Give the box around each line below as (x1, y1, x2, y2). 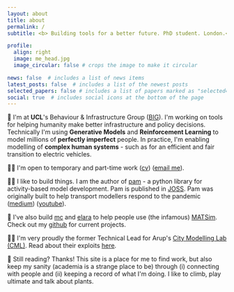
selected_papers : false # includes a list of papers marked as (7, 87, 195, 94)
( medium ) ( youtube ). (7, 200, 67, 208)
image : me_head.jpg (13, 55, 70, 63)
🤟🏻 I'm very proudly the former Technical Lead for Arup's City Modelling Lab (7, 234, 227, 242)
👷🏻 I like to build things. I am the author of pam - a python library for (7, 177, 203, 186)
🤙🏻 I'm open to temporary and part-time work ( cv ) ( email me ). (7, 163, 185, 172)
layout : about (7, 10, 49, 17)
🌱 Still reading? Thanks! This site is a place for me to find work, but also (7, 255, 212, 263)
